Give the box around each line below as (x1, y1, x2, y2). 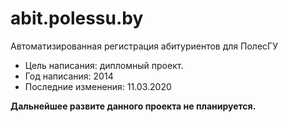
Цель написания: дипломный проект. (24, 59, 184, 71)
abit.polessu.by (10, 7, 144, 30)
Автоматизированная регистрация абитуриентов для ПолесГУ (10, 40, 278, 52)
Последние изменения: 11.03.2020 (24, 80, 172, 92)
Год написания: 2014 (24, 70, 114, 82)
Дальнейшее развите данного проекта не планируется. (10, 100, 257, 112)
